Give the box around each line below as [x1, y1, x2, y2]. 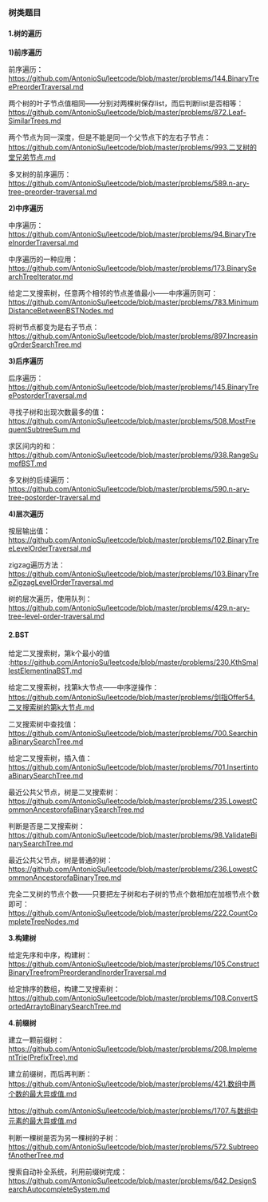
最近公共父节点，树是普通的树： [8, 855, 113, 865]
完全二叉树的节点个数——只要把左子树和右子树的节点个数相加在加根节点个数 [8, 890, 260, 899]
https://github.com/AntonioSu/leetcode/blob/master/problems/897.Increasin [8, 332, 258, 341]
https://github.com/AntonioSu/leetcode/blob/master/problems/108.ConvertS [8, 993, 258, 1003]
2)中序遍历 [8, 204, 44, 213]
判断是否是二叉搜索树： [8, 822, 85, 831]
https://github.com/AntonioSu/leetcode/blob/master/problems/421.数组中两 [8, 1079, 256, 1089]
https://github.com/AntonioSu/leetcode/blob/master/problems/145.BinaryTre [8, 382, 259, 392]
